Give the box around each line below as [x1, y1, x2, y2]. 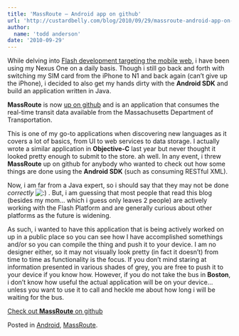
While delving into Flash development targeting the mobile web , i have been [7, 56, 230, 65]
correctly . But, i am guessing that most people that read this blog [7, 189, 212, 197]
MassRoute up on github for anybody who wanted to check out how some [7, 159, 225, 168]
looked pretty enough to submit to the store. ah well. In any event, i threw [7, 152, 222, 161]
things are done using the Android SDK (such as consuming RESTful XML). [7, 167, 228, 176]
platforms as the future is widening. [7, 211, 112, 220]
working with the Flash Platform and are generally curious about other [7, 204, 212, 212]
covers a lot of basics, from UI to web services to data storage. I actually [7, 137, 220, 146]
